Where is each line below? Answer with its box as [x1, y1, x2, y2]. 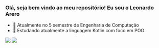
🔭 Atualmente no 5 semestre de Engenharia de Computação [12, 22, 140, 28]
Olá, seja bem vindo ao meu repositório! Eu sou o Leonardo [5, 4, 154, 11]
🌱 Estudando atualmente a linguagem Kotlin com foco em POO [12, 28, 145, 34]
